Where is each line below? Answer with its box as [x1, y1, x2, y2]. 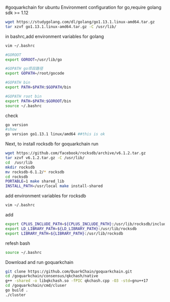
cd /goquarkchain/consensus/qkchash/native [5, 274, 99, 279]
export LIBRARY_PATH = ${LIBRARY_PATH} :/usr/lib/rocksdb [5, 231, 123, 236]
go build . [5, 288, 28, 293]
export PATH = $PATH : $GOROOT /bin [5, 98, 71, 103]
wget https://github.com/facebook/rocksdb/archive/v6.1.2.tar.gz [5, 150, 146, 156]
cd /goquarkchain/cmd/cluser [5, 283, 67, 288]
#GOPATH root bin [5, 94, 42, 99]
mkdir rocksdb [5, 165, 35, 170]
